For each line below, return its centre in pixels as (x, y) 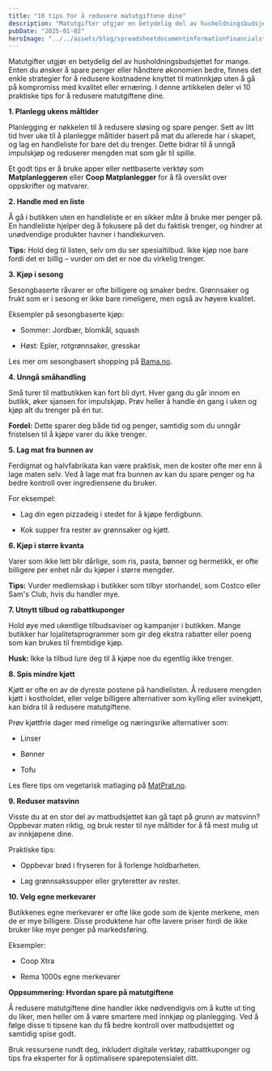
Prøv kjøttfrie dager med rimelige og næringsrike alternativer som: (119, 723)
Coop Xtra (37, 961)
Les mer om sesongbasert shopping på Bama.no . (90, 362)
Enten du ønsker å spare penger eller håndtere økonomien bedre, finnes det (135, 70)
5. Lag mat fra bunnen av (51, 450)
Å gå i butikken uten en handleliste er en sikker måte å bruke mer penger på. (136, 217)
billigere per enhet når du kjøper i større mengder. (91, 570)
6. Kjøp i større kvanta (46, 546)
